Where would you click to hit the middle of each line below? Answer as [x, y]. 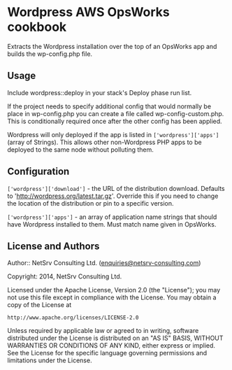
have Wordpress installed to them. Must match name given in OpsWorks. [112, 224]
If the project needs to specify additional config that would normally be [109, 106]
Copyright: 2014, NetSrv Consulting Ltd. [65, 276]
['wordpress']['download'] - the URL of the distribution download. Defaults [116, 188]
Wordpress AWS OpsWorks [88, 12]
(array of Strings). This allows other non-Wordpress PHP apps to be [104, 142]
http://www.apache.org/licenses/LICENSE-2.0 [73, 318]
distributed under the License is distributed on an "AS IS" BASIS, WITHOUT [115, 338]
